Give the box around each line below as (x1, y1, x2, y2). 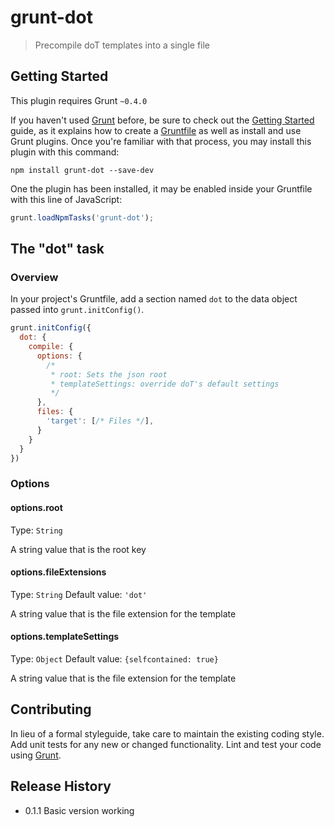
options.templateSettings (10, 631, 120, 643)
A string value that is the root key (10, 543, 147, 555)
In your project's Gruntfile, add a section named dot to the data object (10, 293, 298, 305)
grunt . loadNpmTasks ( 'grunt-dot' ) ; (10, 212, 155, 223)
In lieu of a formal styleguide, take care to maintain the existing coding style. (10, 727, 325, 740)
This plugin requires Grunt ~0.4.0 (10, 94, 148, 106)
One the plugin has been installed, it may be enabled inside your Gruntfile (10, 182, 313, 195)
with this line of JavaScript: (10, 193, 123, 205)
